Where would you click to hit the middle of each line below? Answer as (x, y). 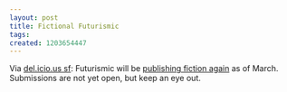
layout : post (34, 18)
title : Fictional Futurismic (64, 26)
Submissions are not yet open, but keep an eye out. (105, 78)
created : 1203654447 (48, 43)
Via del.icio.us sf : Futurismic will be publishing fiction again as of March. (144, 69)
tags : (19, 34)
